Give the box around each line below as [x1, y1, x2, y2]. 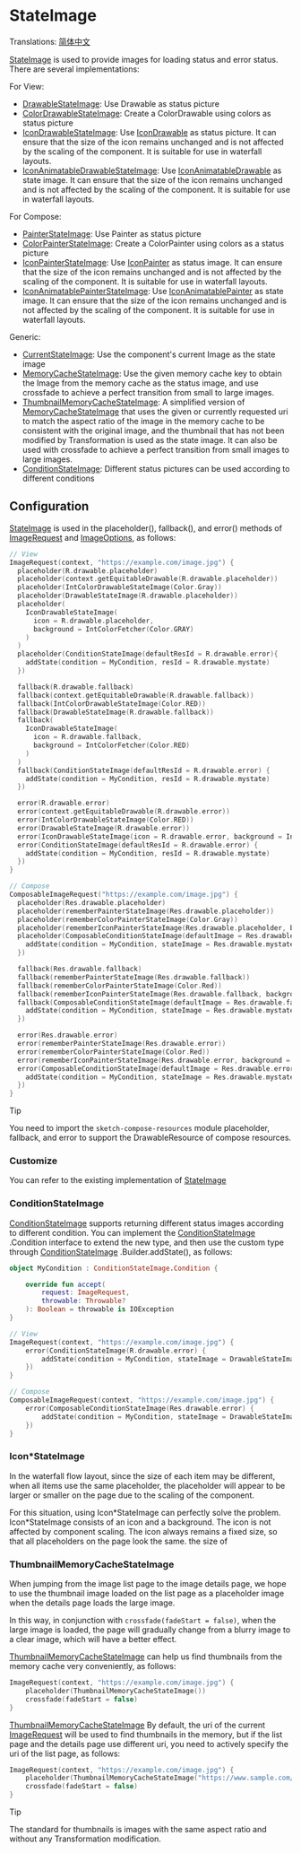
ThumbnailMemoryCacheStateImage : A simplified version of [21, 396, 245, 407]
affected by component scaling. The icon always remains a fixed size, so [9, 1526, 278, 1536]
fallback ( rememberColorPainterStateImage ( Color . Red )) [17, 981, 222, 990]
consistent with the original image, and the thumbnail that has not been [21, 425, 285, 436]
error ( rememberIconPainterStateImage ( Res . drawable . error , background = [17, 1056, 291, 1065]
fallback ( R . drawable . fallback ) [17, 683, 134, 692]
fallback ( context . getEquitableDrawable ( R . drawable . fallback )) [17, 691, 254, 700]
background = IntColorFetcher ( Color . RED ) [32, 741, 191, 750]
